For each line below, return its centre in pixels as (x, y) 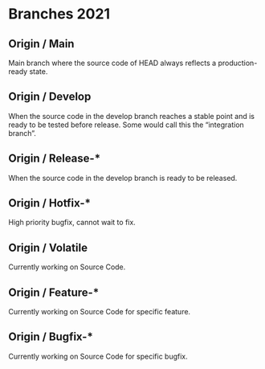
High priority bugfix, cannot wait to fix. (72, 223)
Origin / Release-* (55, 159)
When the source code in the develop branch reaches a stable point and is (132, 116)
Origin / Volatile (48, 247)
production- (238, 63)
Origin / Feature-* (54, 292)
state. (39, 72)
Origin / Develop (50, 97)
